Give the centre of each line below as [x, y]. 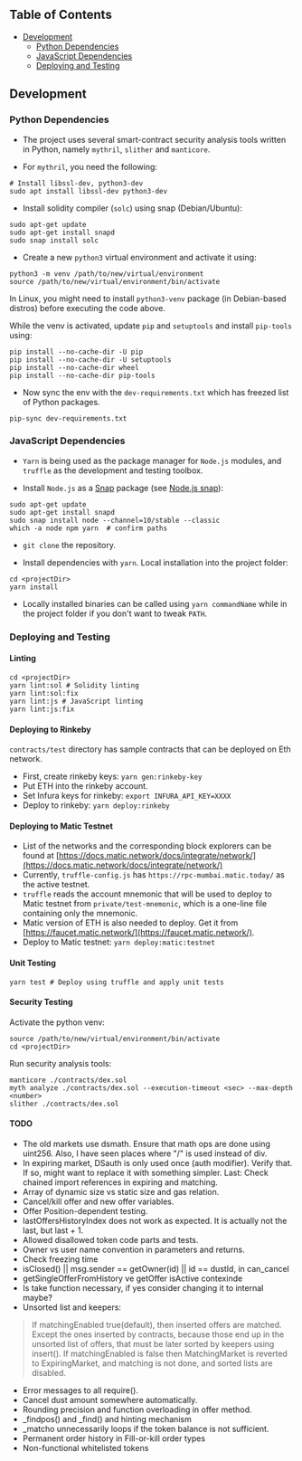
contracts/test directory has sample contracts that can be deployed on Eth [150, 749]
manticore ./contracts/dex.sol [68, 1080]
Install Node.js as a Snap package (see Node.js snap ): [123, 488]
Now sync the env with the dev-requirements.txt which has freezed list [156, 392]
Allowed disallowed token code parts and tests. [110, 1239]
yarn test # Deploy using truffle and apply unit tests [117, 982]
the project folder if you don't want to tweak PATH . [115, 613]
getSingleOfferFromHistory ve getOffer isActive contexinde [132, 1278]
